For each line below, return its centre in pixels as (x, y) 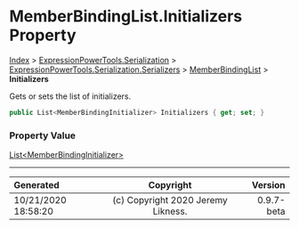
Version (268, 185)
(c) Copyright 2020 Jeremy (170, 200)
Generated (36, 185)
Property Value (43, 135)
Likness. (170, 211)
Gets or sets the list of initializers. (70, 96)
